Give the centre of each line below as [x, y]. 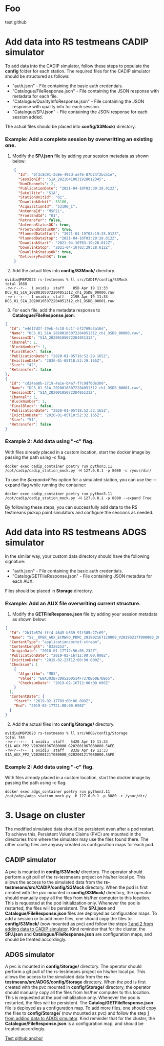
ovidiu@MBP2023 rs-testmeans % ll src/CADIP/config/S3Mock [66, 280]
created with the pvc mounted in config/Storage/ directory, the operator [78, 987]
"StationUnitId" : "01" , [42, 197]
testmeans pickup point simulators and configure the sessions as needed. [79, 512]
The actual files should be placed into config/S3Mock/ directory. [71, 126]
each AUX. [23, 581]
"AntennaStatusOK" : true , [44, 225]
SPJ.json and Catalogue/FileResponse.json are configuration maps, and [79, 934]
